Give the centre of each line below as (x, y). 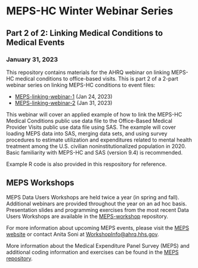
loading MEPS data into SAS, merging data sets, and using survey (87, 133)
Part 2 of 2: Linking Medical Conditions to (84, 33)
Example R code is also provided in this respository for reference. (86, 164)
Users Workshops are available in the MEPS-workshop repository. (87, 216)
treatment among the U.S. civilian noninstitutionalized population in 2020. (96, 146)
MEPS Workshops (40, 183)
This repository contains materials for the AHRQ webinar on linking (88, 72)
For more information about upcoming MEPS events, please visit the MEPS (98, 227)
